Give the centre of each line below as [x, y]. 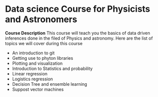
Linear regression [30, 73]
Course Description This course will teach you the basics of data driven [78, 33]
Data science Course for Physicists [78, 9]
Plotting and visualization [37, 63]
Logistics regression [32, 79]
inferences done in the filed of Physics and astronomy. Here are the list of [79, 38]
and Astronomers [41, 19]
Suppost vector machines [38, 89]
